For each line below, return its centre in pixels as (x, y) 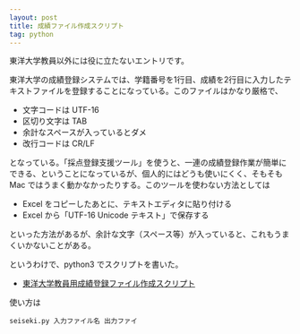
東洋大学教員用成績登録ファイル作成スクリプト (108, 284)
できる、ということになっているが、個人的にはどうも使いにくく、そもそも (146, 174)
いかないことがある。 (56, 245)
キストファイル (37, 91)
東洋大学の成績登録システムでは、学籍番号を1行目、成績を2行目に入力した (146, 80)
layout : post (34, 17)
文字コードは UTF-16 (61, 110)
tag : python (31, 34)
